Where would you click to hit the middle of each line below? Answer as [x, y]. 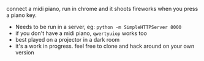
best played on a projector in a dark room [67, 40]
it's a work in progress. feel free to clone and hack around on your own [105, 46]
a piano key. [21, 15]
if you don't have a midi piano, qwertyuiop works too [81, 33]
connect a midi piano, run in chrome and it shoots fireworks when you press [102, 9]
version [25, 53]
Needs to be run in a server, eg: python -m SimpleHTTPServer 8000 [98, 27]
